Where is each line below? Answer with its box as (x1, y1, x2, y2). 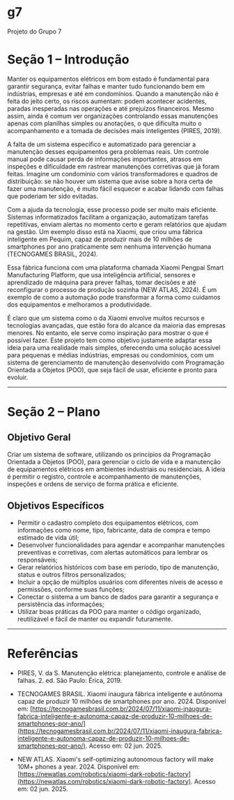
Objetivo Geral (7, 431, 71, 443)
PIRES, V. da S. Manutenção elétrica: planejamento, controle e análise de (17, 668, 226, 677)
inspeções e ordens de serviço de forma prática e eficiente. (7, 479, 179, 488)
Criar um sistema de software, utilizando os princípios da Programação (7, 450, 211, 459)
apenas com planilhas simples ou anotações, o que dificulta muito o (7, 119, 202, 128)
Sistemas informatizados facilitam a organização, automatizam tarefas (7, 213, 209, 221)
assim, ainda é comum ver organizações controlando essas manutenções (7, 111, 219, 120)
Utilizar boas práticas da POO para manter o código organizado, (17, 607, 202, 615)
